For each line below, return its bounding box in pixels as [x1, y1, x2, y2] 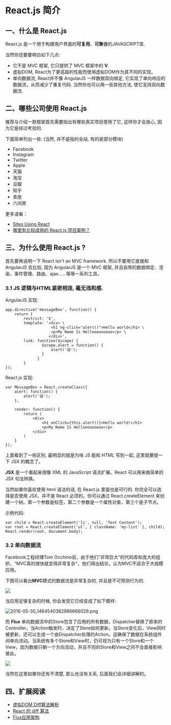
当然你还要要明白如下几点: [5, 52, 61, 57]
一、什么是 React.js [5, 26, 67, 35]
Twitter [12, 157, 28, 163]
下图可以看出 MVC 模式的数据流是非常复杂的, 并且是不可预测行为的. [5, 578, 145, 584]
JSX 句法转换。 [5, 475, 38, 481]
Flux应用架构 [12, 714, 40, 720]
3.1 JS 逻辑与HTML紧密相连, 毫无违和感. [5, 284, 103, 291]
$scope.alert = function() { [41, 343, 103, 348]
